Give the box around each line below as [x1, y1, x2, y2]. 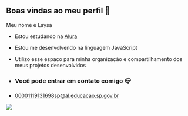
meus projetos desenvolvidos [14, 62, 86, 69]
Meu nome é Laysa [6, 21, 52, 28]
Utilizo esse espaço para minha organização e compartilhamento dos [14, 55, 183, 62]
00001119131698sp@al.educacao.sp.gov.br [14, 92, 119, 100]
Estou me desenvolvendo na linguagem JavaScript [14, 44, 137, 51]
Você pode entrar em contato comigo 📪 [14, 77, 131, 85]
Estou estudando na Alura [14, 33, 78, 40]
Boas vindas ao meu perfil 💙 [6, 6, 110, 16]
